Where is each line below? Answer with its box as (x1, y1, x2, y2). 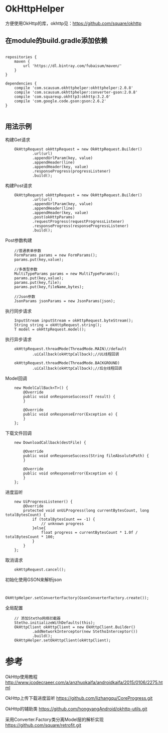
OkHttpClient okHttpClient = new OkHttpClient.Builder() (14, 624, 136, 629)
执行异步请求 (5, 336, 32, 342)
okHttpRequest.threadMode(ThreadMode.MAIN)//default (14, 346, 127, 351)
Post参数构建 (5, 237, 33, 243)
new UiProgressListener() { (14, 499, 73, 504)
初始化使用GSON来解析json (5, 577, 62, 583)
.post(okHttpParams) (32, 214, 75, 219)
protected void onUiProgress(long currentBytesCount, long (23, 508, 149, 513)
